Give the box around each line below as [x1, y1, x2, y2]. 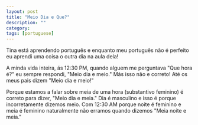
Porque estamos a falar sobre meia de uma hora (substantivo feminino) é [6, 88, 184, 96]
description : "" [6, 19, 46, 25]
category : [6, 25, 31, 31]
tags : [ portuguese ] [6, 31, 54, 37]
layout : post [6, 8, 38, 15]
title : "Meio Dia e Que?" [6, 14, 70, 20]
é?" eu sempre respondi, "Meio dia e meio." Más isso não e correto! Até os [6, 71, 188, 78]
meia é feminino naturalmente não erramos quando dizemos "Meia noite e [6, 107, 187, 114]
